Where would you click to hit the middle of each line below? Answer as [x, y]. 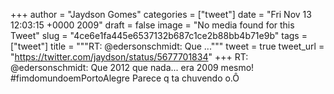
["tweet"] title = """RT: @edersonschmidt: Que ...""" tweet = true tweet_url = [167, 46]
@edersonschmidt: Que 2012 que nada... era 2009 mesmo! [132, 67]
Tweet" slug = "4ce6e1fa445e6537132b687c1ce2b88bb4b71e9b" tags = [159, 35]
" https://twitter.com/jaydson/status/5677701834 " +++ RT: [129, 57]
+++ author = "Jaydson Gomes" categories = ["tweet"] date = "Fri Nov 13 [161, 14]
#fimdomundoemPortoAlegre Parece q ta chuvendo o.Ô [125, 78]
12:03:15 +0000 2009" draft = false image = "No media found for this [152, 25]
